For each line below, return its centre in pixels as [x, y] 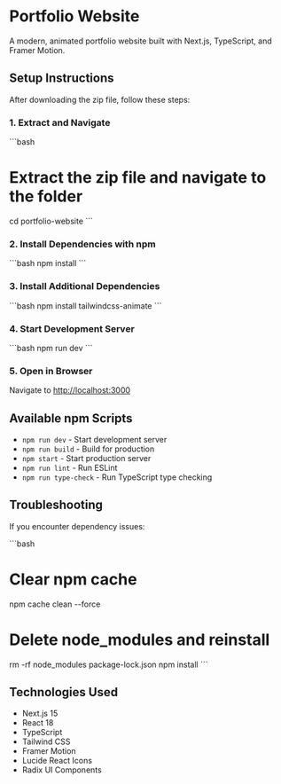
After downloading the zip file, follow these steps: [100, 99]
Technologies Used [63, 692]
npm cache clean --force [55, 604]
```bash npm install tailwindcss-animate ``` [86, 306]
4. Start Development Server [72, 328]
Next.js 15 [40, 713]
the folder [46, 196]
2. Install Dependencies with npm [83, 244]
